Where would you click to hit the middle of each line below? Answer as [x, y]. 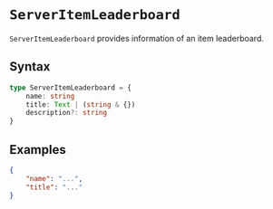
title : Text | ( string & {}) [81, 104]
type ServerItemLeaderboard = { [70, 88]
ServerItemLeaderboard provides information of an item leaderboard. [137, 38]
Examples [38, 150]
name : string [50, 96]
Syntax [30, 66]
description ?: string [66, 113]
